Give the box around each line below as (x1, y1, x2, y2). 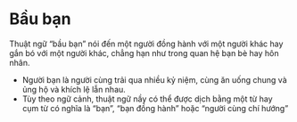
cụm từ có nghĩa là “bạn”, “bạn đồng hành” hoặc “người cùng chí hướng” (21, 102, 289, 113)
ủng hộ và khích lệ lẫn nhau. (21, 84, 127, 94)
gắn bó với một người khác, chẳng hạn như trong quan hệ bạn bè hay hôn (9, 47, 279, 58)
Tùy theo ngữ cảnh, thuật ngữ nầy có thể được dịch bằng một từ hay (21, 94, 274, 104)
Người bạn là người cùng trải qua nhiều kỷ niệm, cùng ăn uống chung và (21, 74, 287, 85)
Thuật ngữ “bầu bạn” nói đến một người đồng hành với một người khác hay (9, 38, 284, 49)
